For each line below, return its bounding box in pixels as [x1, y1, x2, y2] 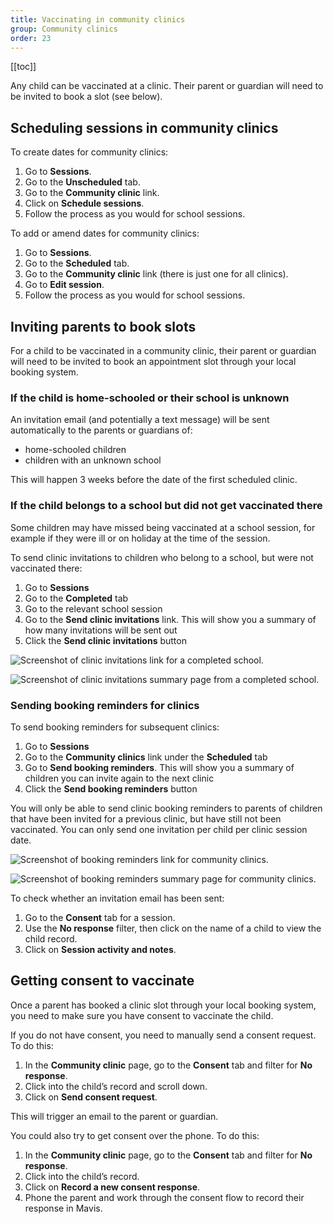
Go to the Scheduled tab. [24, 257, 130, 270]
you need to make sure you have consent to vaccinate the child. [10, 1009, 274, 1021]
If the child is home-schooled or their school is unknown [10, 391, 290, 405]
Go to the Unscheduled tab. [24, 176, 141, 188]
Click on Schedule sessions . [24, 197, 145, 210]
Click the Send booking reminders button [24, 782, 198, 795]
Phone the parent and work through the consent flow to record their [24, 1191, 305, 1203]
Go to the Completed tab [24, 592, 129, 604]
